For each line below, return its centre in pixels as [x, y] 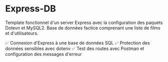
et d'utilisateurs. [22, 33]
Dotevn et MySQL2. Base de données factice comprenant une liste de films [83, 27]
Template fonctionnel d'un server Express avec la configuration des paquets [84, 22]
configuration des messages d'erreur [43, 54]
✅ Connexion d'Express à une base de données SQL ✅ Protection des [78, 42]
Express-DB [31, 9]
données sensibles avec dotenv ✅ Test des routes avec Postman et [75, 48]
